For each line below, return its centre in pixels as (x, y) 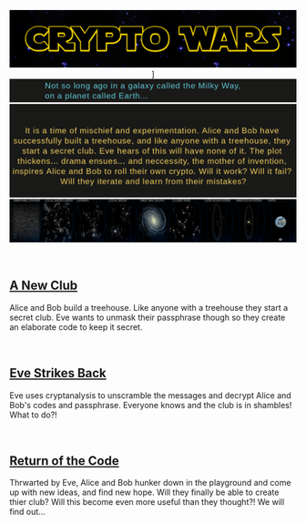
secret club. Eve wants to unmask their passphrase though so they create (148, 317)
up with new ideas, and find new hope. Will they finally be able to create (144, 492)
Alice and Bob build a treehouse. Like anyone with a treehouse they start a (149, 307)
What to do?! (33, 415)
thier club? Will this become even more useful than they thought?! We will (147, 502)
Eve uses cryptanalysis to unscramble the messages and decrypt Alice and (150, 395)
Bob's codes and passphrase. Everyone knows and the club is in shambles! (151, 405)
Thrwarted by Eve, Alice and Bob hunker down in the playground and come (150, 483)
